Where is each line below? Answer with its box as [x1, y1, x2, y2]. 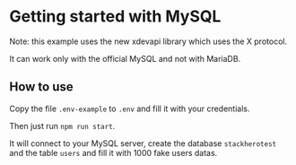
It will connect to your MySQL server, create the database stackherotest [9, 137, 276, 149]
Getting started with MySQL [9, 6, 222, 27]
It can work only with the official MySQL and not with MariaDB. [9, 53, 241, 64]
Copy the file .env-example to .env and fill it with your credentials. [9, 103, 250, 114]
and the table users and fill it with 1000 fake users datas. [9, 147, 218, 158]
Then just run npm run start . [9, 120, 116, 131]
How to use [9, 79, 74, 95]
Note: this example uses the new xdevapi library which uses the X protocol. [9, 36, 288, 47]
